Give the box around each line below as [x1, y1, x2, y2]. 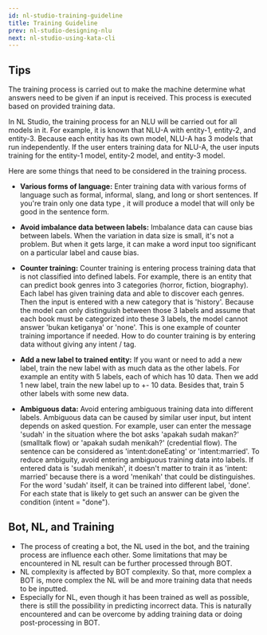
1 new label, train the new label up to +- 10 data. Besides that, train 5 [19, 380, 245, 390]
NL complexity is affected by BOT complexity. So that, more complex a [19, 566, 253, 576]
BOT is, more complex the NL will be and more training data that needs [19, 575, 253, 585]
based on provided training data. [8, 101, 116, 112]
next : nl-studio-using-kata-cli [8, 33, 116, 42]
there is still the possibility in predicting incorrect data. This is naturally [19, 601, 253, 610]
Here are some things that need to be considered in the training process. [8, 167, 247, 176]
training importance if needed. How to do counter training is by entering [19, 331, 257, 341]
